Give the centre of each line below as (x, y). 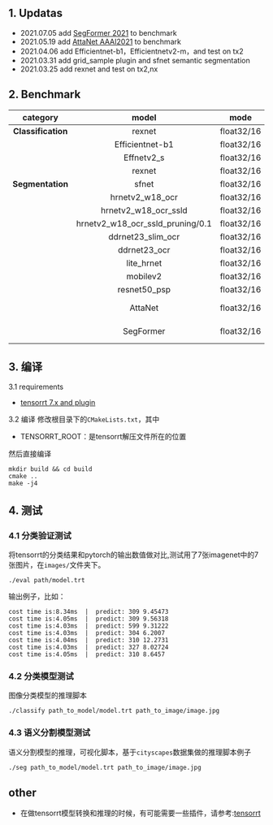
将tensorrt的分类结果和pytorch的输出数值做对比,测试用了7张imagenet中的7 (133, 555)
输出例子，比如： (37, 597)
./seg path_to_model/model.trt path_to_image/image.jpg (105, 767)
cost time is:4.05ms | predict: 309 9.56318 (89, 619)
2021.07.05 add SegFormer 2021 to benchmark (98, 32)
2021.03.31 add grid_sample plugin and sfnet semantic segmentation (135, 60)
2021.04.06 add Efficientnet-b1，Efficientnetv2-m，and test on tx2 (132, 51)
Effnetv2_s (144, 158)
